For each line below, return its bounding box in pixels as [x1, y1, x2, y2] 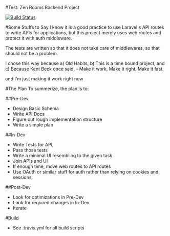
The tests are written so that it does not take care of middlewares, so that [5, 45, 160, 51]
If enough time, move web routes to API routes [12, 163, 111, 169]
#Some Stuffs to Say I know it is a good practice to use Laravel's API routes [5, 24, 164, 30]
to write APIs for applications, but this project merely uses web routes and [5, 30, 161, 35]
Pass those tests [12, 147, 48, 153]
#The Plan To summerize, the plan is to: [5, 85, 89, 92]
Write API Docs [12, 111, 45, 117]
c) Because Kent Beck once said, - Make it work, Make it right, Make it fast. [5, 66, 164, 72]
